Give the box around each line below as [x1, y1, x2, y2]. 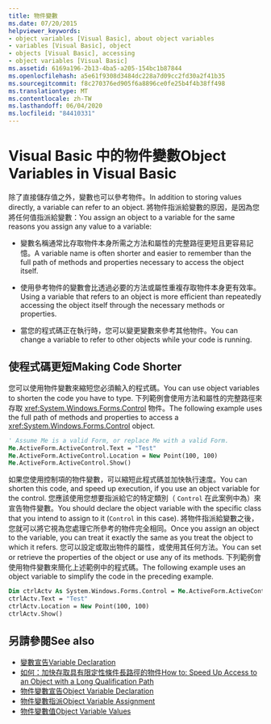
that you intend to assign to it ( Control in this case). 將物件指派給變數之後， [8, 514, 259, 524]
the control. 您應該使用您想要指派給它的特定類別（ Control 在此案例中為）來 [8, 494, 261, 503]
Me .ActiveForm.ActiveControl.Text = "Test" [8, 444, 157, 452]
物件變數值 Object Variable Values [19, 706, 131, 716]
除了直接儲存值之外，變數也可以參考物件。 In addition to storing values [8, 192, 242, 202]
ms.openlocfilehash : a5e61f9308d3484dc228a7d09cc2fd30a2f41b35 [8, 72, 226, 80]
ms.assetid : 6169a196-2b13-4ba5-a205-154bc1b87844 [8, 65, 182, 73]
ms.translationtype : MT [8, 86, 89, 95]
